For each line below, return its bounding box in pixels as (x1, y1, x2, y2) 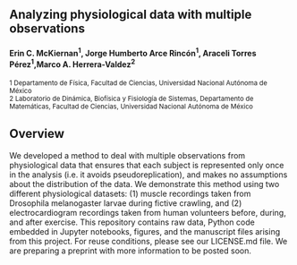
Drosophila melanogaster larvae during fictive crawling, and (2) (9, 197, 242, 209)
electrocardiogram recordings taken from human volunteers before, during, (9, 207, 286, 218)
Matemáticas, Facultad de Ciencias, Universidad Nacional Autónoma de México (9, 102, 253, 111)
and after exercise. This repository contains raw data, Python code (9, 217, 255, 227)
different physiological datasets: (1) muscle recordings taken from (9, 188, 251, 199)
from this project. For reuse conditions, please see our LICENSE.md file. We (9, 235, 288, 246)
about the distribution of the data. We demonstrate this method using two (9, 178, 280, 189)
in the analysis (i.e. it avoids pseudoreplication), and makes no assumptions (9, 169, 288, 180)
